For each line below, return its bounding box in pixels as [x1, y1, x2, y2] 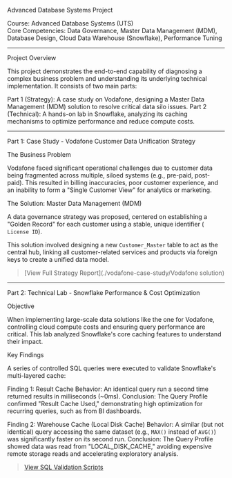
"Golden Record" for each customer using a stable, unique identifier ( [7, 220, 204, 228]
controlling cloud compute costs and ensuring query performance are [7, 323, 206, 331]
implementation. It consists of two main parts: [7, 82, 137, 90]
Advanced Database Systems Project [7, 6, 113, 14]
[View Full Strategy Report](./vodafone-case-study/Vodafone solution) [23, 269, 224, 277]
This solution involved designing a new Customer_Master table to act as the [7, 241, 219, 249]
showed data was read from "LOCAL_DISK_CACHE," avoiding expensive [7, 442, 212, 450]
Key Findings [7, 351, 44, 358]
